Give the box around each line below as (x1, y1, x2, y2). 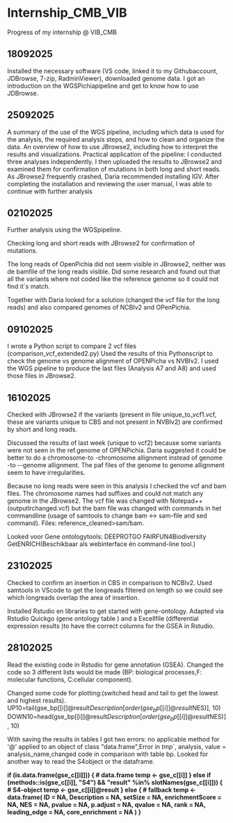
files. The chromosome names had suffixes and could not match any (7, 490, 204, 497)
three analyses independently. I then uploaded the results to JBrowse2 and (7, 157, 223, 165)
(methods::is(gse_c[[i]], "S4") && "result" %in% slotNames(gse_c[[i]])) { (7, 778, 223, 787)
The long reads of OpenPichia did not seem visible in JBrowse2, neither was (7, 260, 226, 269)
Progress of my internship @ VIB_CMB (7, 28, 117, 36)
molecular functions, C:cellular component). (7, 675, 134, 684)
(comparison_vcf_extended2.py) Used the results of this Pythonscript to (7, 349, 214, 358)
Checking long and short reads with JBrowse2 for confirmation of (7, 239, 195, 248)
